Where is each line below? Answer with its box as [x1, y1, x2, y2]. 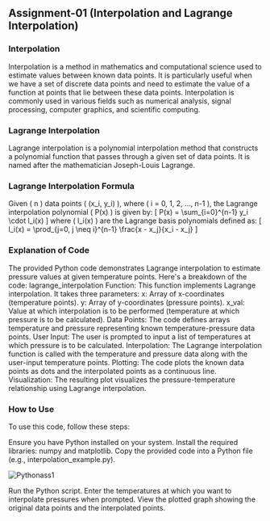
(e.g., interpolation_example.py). [8, 454, 115, 464]
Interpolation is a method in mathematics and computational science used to [8, 61, 262, 71]
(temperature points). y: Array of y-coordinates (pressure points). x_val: [8, 297, 245, 307]
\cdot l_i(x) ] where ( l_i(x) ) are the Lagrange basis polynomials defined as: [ [8, 216, 262, 225]
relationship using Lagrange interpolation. [8, 383, 147, 393]
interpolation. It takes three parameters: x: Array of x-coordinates [8, 288, 225, 298]
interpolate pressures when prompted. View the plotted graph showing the [8, 494, 256, 504]
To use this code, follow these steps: [8, 422, 131, 431]
